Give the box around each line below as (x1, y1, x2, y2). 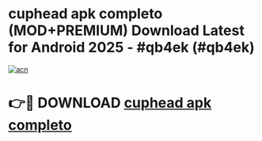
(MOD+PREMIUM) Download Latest (8, 21, 245, 40)
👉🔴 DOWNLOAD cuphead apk (8, 94, 212, 112)
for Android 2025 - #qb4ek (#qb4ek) (8, 39, 255, 56)
